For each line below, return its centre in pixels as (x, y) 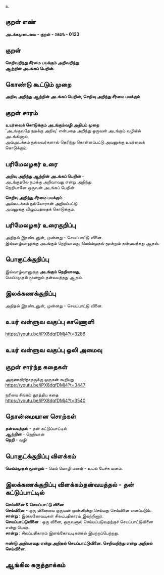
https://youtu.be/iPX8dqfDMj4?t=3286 (45, 334)
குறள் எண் (21, 22)
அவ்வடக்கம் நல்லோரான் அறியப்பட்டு (41, 203)
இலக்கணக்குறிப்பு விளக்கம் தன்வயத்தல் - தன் (70, 484)
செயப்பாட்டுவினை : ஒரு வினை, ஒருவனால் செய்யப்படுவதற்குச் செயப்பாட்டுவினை (79, 521)
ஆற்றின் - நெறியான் (25, 434)
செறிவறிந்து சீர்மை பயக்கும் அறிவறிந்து (42, 62)
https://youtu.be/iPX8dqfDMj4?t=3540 (45, 401)
